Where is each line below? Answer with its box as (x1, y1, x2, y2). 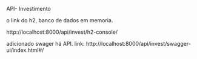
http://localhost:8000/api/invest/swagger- (85, 40, 191, 47)
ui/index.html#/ (6, 46, 44, 54)
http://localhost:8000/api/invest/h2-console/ (6, 28, 118, 36)
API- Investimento (6, 5, 52, 12)
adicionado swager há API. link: (6, 40, 85, 47)
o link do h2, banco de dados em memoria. (6, 17, 113, 23)
